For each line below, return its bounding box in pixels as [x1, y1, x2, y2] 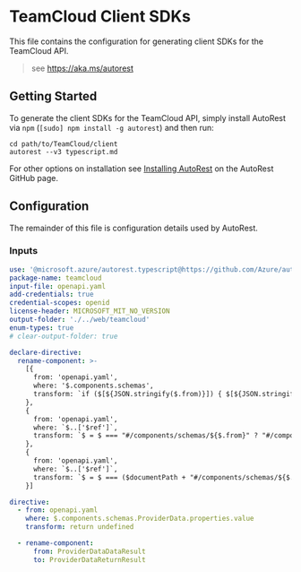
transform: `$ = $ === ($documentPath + [32, 472, 186, 481]
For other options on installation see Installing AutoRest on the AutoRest [9, 163, 274, 174]
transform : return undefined [25, 523, 134, 532]
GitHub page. [9, 172, 58, 183]
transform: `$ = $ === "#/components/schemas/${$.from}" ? [32, 431, 258, 440]
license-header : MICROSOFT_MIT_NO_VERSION [9, 307, 170, 316]
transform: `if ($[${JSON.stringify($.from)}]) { [32, 390, 222, 399]
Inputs [9, 245, 39, 257]
